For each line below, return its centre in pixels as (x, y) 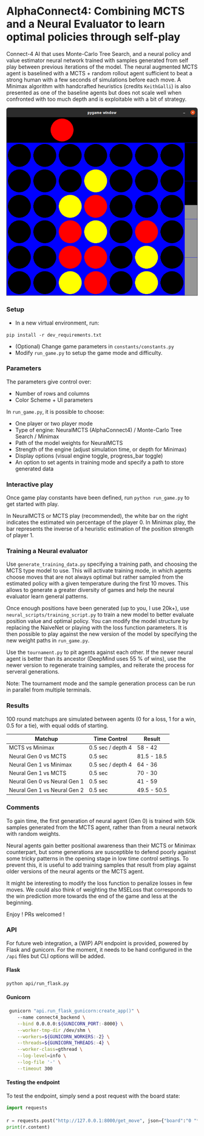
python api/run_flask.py (38, 983)
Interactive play (30, 484)
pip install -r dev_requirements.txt (54, 335)
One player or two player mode (54, 423)
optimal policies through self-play (93, 37)
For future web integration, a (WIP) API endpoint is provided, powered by (97, 943)
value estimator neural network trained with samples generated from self (97, 60)
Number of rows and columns (52, 393)
